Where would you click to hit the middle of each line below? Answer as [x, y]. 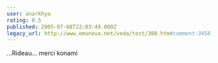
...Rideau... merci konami [42, 53]
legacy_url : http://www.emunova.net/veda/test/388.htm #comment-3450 [109, 33]
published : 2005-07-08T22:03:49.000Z [62, 27]
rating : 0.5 [24, 20]
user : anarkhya [29, 14]
